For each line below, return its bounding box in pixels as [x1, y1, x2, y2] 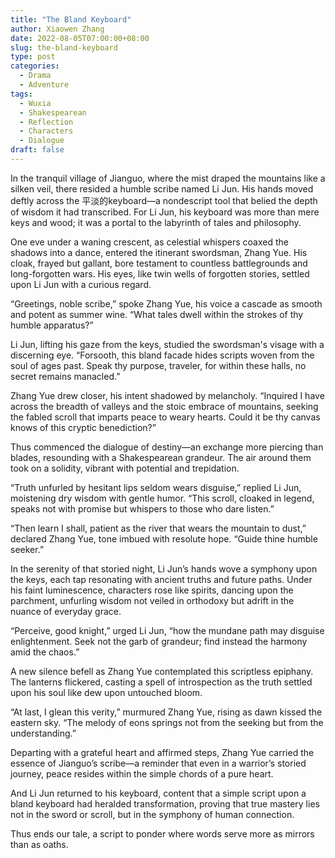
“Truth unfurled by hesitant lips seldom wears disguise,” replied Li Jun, [10, 481, 302, 493]
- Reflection [19, 117, 74, 127]
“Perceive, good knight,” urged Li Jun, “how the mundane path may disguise [10, 624, 325, 636]
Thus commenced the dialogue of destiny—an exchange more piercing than [10, 441, 324, 453]
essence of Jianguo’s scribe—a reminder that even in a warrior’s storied [10, 757, 307, 769]
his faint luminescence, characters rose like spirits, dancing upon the [10, 584, 294, 596]
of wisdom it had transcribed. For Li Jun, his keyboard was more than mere [10, 206, 320, 218]
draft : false [10, 145, 65, 155]
